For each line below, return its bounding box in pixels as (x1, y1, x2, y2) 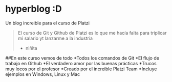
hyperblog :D (5, 3, 62, 15)
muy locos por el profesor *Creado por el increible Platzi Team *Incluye (5, 66, 157, 72)
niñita (25, 45, 37, 51)
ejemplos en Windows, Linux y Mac (5, 71, 80, 77)
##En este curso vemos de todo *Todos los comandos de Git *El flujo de (5, 54, 160, 61)
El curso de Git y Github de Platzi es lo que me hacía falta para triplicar (17, 30, 167, 36)
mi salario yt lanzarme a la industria (17, 35, 93, 41)
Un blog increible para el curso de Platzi (5, 20, 90, 26)
